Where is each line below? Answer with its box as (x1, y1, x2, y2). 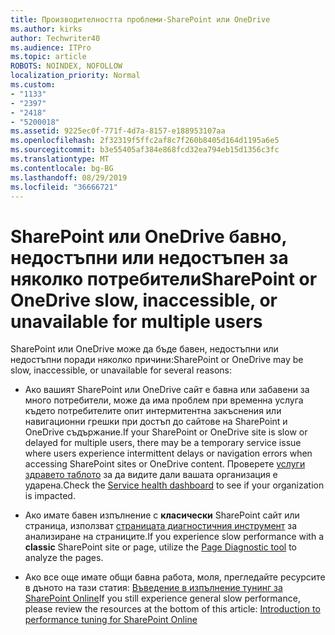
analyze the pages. (24, 552, 104, 564)
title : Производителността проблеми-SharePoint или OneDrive (10, 14, 271, 25)
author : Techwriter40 (10, 33, 101, 43)
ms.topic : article (10, 52, 87, 62)
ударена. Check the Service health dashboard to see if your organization (24, 479, 325, 491)
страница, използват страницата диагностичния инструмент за (24, 520, 298, 532)
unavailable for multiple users (10, 310, 263, 333)
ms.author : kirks (10, 24, 83, 34)
